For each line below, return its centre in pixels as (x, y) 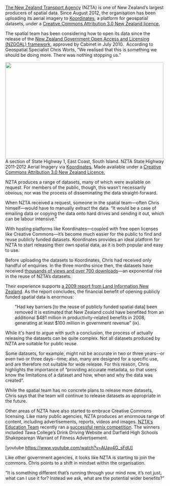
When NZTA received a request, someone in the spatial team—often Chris (82, 203)
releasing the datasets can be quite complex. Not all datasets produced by (83, 338)
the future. (16, 401)
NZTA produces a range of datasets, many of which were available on (78, 182)
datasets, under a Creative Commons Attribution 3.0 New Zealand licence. (83, 24)
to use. (12, 250)
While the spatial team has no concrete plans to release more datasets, (79, 390)
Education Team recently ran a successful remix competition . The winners (83, 427)
